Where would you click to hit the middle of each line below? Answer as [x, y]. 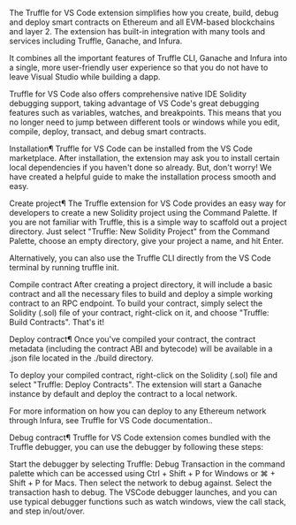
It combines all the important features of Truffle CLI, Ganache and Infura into [148, 58]
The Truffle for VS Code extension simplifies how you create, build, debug [144, 13]
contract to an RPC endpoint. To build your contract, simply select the [136, 303]
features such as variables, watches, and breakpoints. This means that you [145, 113]
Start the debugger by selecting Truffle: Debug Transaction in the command [147, 464]
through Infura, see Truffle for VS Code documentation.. [111, 420]
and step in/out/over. [47, 511]
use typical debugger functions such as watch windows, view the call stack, [148, 502]
